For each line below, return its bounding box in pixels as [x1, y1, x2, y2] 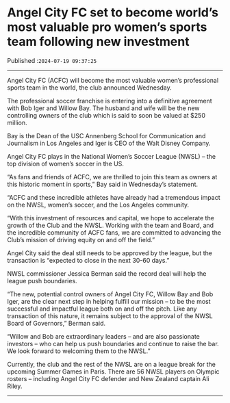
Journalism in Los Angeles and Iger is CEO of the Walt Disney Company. [7, 139, 211, 147]
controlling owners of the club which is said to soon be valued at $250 [7, 111, 206, 119]
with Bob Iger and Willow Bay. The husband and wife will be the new [7, 104, 200, 112]
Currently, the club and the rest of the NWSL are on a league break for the [7, 360, 216, 368]
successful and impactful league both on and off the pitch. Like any [7, 304, 197, 313]
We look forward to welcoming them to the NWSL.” [7, 347, 151, 355]
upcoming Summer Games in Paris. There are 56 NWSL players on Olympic [7, 367, 220, 376]
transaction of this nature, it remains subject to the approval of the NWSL [7, 311, 214, 320]
